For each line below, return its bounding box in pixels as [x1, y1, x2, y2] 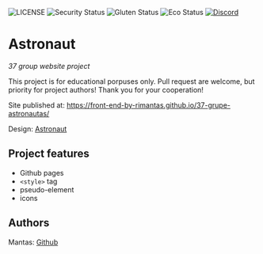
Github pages [19, 168, 64, 177]
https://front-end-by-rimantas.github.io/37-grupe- [66, 100, 231, 110]
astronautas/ [8, 108, 50, 118]
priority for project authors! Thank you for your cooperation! [8, 85, 204, 94]
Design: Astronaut [8, 123, 67, 134]
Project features [8, 147, 90, 161]
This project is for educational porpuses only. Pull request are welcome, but [8, 76, 255, 86]
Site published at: [8, 100, 65, 110]
